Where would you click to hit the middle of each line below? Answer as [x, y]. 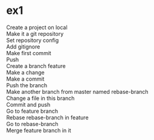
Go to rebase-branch [32, 124]
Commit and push [28, 104]
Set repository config [33, 40]
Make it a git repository [35, 33]
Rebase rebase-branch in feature [47, 117]
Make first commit [29, 53]
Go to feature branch [32, 111]
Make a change [25, 72]
